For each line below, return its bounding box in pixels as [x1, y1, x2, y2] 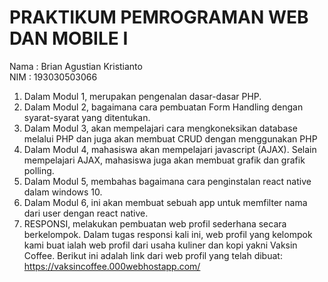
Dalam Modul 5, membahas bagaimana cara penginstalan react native [23, 175, 312, 187]
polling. [23, 164, 55, 176]
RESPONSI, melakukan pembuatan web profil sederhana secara [23, 217, 287, 230]
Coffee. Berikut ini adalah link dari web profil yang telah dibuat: [23, 249, 283, 261]
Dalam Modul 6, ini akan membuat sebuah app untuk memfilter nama [23, 196, 308, 208]
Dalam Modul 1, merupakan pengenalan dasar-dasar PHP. [23, 90, 262, 102]
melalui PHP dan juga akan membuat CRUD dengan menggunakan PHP [23, 132, 318, 145]
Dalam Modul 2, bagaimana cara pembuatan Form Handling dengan [23, 101, 304, 113]
